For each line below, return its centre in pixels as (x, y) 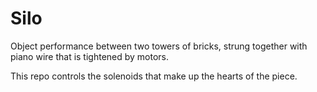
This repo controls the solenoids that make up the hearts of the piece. (154, 76)
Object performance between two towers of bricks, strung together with (159, 46)
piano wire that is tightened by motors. (90, 56)
